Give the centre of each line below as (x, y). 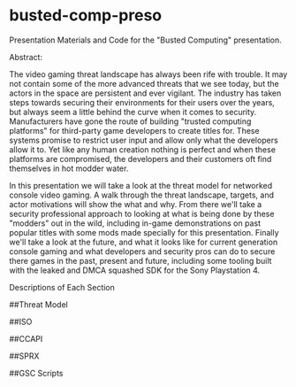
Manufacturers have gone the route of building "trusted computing (130, 121)
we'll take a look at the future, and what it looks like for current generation (144, 242)
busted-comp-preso (86, 15)
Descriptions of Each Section (62, 287)
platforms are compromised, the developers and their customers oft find (140, 159)
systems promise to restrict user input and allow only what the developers (144, 140)
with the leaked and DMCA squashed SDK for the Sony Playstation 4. (135, 270)
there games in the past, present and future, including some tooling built (140, 260)
